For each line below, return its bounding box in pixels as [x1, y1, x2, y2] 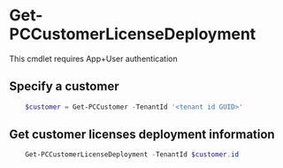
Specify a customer [9, 79, 119, 94]
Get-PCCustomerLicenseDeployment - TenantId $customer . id [25, 150, 240, 159]
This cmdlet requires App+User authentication [9, 53, 179, 64]
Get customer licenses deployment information [9, 127, 276, 142]
